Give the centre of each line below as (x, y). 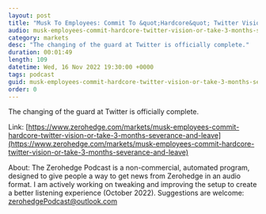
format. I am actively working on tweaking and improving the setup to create (133, 185)
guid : (17, 82)
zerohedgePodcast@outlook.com (63, 201)
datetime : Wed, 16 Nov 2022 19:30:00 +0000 (81, 67)
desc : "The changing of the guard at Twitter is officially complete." (129, 45)
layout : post (30, 15)
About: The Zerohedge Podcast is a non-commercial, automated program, (129, 168)
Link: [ (19, 127)
